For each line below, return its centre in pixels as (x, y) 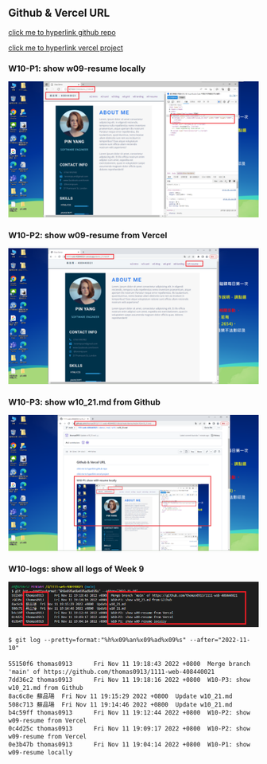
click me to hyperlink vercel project (66, 48)
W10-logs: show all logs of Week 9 (76, 569)
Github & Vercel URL (59, 13)
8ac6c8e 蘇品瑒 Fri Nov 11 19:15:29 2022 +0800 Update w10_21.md (120, 696)
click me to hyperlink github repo (62, 32)
